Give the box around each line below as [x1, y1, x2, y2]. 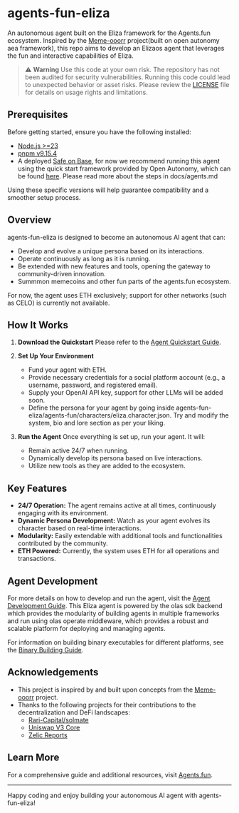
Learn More [7, 752, 60, 764]
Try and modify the [173, 411, 229, 420]
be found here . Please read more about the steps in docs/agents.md [17, 171, 218, 180]
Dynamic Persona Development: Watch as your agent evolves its [17, 516, 211, 525]
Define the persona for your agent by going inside [28, 403, 175, 412]
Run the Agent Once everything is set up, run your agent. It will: [17, 433, 206, 441]
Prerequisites [7, 108, 68, 121]
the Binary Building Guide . [7, 646, 84, 654]
